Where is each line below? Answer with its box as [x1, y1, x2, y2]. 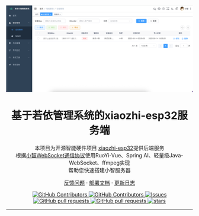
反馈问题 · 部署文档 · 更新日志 [64, 179, 135, 186]
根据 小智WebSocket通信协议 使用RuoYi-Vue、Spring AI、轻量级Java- [15, 151, 184, 159]
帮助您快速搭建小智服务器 [68, 166, 131, 173]
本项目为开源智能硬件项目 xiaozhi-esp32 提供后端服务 [34, 144, 165, 151]
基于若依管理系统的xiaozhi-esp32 [11, 109, 178, 122]
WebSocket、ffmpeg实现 [69, 159, 130, 166]
